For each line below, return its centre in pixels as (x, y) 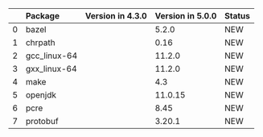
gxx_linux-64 (51, 69)
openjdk (41, 95)
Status (238, 16)
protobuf (42, 121)
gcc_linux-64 (51, 56)
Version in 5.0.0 (186, 16)
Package (43, 16)
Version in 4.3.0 (116, 16)
